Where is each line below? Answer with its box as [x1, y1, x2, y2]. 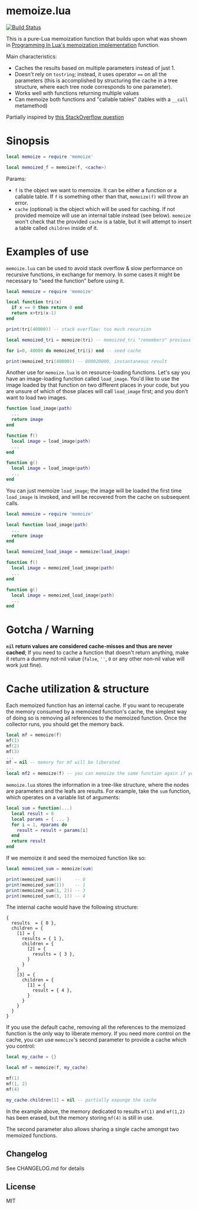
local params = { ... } [11, 816, 70, 822]
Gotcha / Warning [6, 623, 94, 637]
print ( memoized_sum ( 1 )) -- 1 [6, 882, 85, 888]
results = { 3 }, [32, 951, 75, 957]
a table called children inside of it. [14, 224, 98, 231]
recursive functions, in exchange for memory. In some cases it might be [6, 271, 180, 278]
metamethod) [14, 102, 48, 109]
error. [14, 199, 28, 206]
